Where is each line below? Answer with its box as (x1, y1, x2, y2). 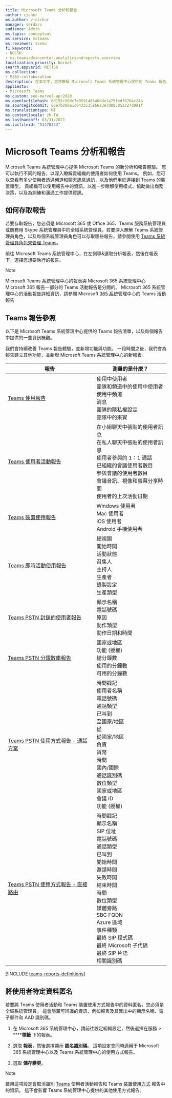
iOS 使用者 (96, 518, 122, 525)
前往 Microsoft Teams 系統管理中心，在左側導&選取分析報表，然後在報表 (5, 251, 159, 257)
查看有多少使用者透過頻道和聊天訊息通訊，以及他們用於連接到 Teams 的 (9, 177, 161, 183)
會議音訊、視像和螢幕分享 (96, 477, 158, 485)
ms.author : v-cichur (5, 17, 50, 22)
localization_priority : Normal (5, 60, 72, 65)
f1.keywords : (5, 46, 33, 51)
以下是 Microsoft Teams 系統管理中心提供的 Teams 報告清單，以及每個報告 (5, 328, 163, 334)
